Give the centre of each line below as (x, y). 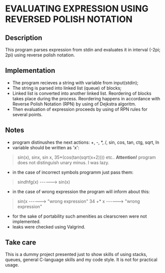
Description (24, 38)
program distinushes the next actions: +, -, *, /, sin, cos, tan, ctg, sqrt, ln (86, 142)
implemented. (26, 221)
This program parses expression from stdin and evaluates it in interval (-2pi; (83, 50)
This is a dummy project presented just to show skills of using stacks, (76, 255)
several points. (27, 114)
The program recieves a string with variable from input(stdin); (75, 82)
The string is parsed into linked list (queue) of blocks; (67, 88)
